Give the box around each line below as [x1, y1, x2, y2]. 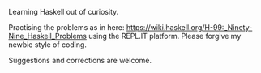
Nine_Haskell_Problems [8, 32, 88, 41]
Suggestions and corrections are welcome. [8, 56, 152, 65]
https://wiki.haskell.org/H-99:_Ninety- [126, 23, 253, 32]
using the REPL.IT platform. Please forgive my [88, 32, 242, 41]
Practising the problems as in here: [8, 23, 125, 32]
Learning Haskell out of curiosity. [8, 7, 119, 16]
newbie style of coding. [8, 40, 88, 49]
